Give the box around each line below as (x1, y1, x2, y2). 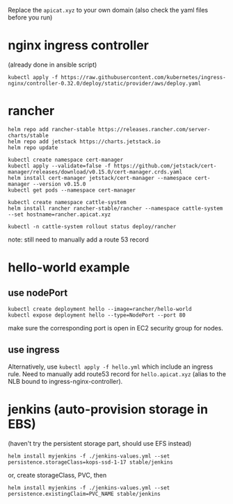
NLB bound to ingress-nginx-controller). (8, 377, 123, 385)
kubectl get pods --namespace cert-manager (8, 187, 136, 194)
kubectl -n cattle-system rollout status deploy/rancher (8, 223, 177, 230)
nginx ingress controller (8, 37, 149, 53)
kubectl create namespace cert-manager (8, 156, 124, 163)
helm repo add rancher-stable (8, 126, 96, 133)
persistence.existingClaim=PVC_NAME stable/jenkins (8, 490, 161, 497)
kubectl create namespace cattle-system (8, 199, 127, 205)
